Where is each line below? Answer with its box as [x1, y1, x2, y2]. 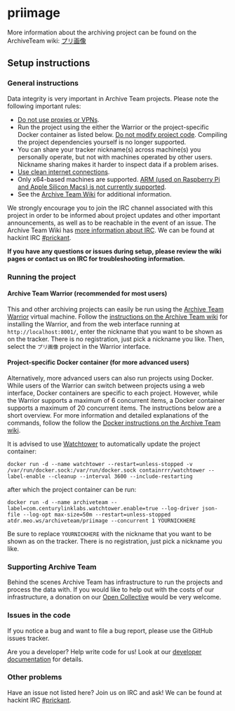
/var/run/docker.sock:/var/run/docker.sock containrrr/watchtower [7, 467, 206, 474]
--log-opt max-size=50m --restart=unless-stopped [22, 511, 171, 518]
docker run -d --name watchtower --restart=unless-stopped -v [7, 460, 193, 467]
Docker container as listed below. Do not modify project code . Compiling [17, 130, 228, 138]
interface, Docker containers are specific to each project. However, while [7, 388, 219, 397]
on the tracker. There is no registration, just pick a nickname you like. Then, [7, 335, 225, 343]
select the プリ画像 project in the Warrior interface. [7, 342, 151, 350]
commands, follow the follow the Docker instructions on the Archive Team [7, 418, 221, 427]
